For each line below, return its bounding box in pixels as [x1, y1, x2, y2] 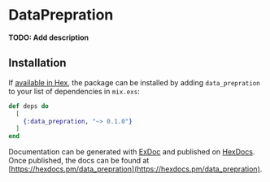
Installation [8, 56, 67, 70]
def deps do [8, 102, 49, 110]
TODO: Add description [8, 32, 89, 42]
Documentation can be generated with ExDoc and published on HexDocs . [8, 147, 255, 157]
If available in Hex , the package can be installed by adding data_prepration [8, 77, 260, 87]
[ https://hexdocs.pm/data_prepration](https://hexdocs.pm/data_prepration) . [8, 164, 263, 174]
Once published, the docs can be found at [8, 156, 150, 166]
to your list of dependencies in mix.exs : [8, 86, 140, 96]
